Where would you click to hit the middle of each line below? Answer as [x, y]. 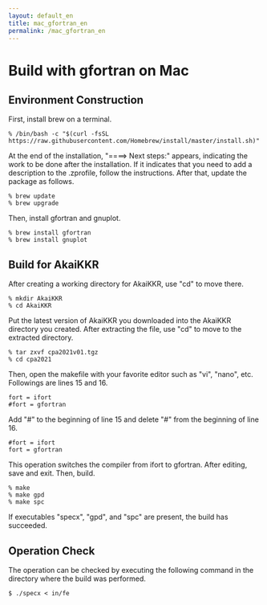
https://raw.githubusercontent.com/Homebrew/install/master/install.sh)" [134, 141]
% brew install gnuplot [48, 240]
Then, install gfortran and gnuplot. [65, 219]
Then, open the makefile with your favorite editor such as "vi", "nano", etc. [131, 374]
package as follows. [41, 182]
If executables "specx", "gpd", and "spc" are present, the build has [118, 517]
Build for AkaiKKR [54, 265]
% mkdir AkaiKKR [35, 299]
